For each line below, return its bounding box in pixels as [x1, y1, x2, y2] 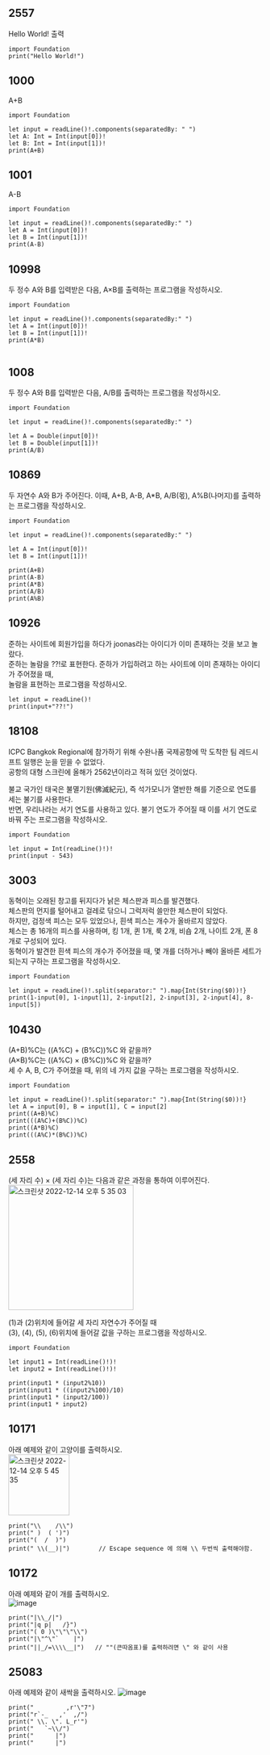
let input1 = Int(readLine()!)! [8, 1358, 117, 1366]
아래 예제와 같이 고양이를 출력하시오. [8, 1444, 123, 1454]
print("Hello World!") [8, 52, 85, 60]
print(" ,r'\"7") [8, 1703, 95, 1712]
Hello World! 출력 [8, 28, 64, 39]
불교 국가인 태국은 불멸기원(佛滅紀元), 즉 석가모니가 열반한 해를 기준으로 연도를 [8, 784, 257, 794]
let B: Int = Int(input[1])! [8, 139, 106, 148]
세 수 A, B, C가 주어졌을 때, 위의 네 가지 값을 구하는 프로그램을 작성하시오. [8, 1066, 239, 1075]
